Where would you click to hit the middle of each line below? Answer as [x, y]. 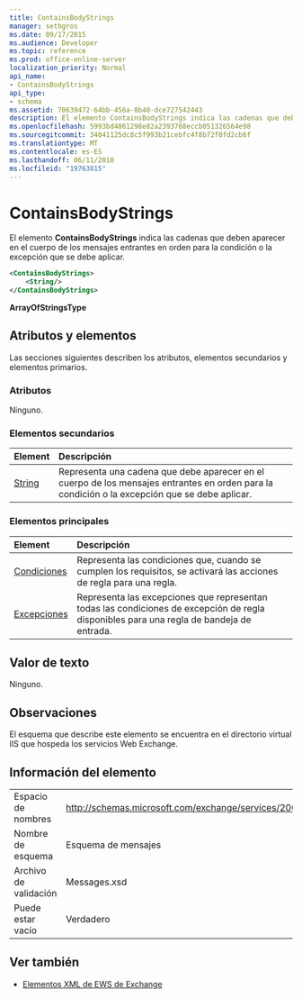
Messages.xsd [97, 882]
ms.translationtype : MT [54, 143]
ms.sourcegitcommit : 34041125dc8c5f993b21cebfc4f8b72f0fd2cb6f [130, 135]
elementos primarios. [49, 367]
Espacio [31, 796]
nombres [33, 819]
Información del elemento [83, 772]
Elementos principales [59, 522]
